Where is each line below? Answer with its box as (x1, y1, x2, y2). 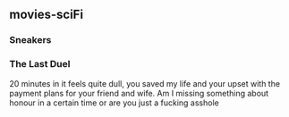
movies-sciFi (9, 7, 83, 22)
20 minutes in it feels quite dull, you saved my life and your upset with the (9, 78, 280, 88)
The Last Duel (9, 58, 71, 71)
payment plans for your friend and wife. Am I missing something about (9, 88, 269, 98)
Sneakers (9, 34, 52, 46)
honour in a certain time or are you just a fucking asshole (9, 97, 219, 108)
